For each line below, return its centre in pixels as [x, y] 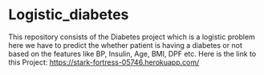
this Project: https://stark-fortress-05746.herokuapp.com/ [104, 62]
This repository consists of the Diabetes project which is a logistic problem [132, 37]
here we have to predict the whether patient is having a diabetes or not [125, 45]
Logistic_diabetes [69, 15]
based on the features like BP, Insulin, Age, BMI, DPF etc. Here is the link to [132, 53]
